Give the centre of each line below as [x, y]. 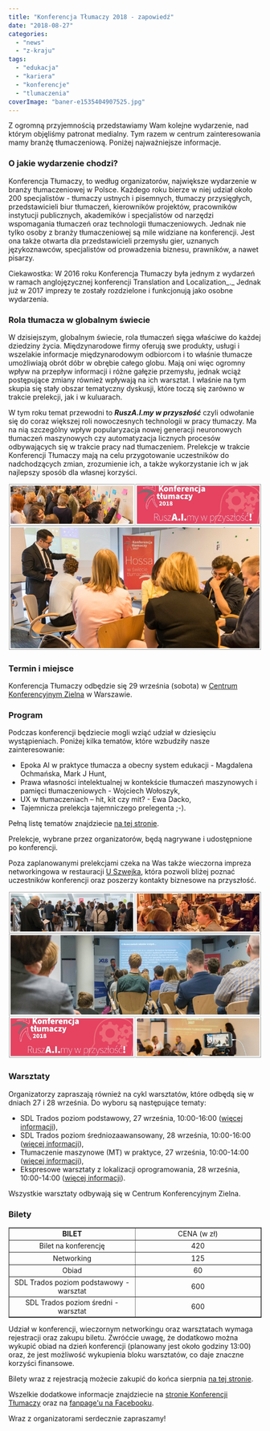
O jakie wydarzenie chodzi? [63, 163]
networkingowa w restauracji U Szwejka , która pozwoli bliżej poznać [122, 872]
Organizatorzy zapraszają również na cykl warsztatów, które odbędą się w [131, 1094]
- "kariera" [36, 76]
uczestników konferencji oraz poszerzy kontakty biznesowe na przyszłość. [133, 881]
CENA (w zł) [198, 1234]
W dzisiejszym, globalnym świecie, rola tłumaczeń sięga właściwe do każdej [135, 337]
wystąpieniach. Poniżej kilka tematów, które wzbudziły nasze [109, 741]
